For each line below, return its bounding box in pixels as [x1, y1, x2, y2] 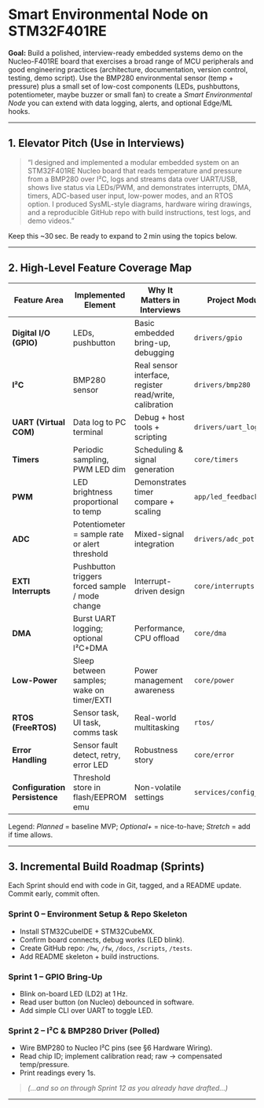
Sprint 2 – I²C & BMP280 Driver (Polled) [8, 1025, 160, 1036]
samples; [73, 675, 107, 686]
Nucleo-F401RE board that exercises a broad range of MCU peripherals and [8, 57, 254, 66]
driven [134, 585, 159, 596]
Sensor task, [73, 707, 119, 718]
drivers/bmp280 [193, 380, 251, 389]
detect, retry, [73, 749, 121, 760]
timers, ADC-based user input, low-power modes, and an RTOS [27, 191, 233, 200]
